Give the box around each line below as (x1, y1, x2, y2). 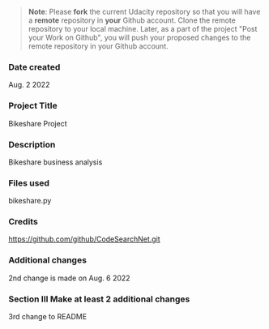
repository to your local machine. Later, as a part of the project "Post (28, 24, 258, 33)
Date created (8, 61, 61, 72)
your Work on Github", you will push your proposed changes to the (28, 32, 251, 42)
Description (8, 139, 56, 150)
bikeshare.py (8, 196, 52, 206)
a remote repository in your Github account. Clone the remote (28, 15, 237, 25)
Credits (8, 216, 38, 228)
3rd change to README (8, 312, 88, 322)
